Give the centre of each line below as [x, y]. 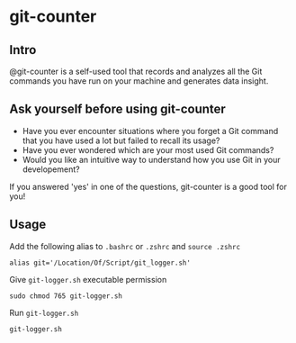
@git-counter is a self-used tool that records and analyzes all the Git [136, 71]
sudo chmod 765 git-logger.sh [66, 296]
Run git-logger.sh [44, 312]
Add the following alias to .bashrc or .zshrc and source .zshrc [125, 246]
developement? [51, 169]
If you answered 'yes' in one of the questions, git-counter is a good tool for [148, 186]
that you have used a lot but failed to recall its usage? [121, 140]
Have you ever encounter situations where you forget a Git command [150, 131]
